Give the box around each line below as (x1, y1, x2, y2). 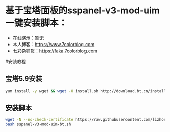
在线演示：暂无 (12, 35, 44, 41)
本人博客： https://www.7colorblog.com (12, 41, 95, 47)
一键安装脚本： (5, 17, 68, 29)
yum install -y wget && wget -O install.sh (5, 88, 99, 94)
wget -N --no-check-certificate (5, 117, 73, 122)
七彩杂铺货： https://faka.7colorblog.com (12, 48, 98, 54)
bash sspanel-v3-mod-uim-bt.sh (5, 122, 71, 127)
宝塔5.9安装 (5, 74, 42, 83)
